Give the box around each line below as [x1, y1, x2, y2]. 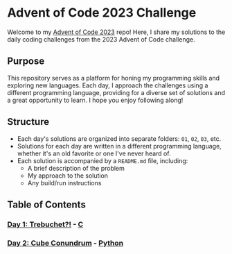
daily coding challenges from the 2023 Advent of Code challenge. [7, 35, 195, 43]
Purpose [7, 56, 45, 67]
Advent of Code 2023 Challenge [7, 5, 197, 21]
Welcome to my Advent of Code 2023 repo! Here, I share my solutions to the [7, 28, 226, 36]
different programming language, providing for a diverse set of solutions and [7, 88, 226, 96]
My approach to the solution [27, 171, 109, 180]
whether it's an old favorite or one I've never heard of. [17, 149, 171, 158]
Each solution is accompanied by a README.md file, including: [17, 156, 188, 164]
